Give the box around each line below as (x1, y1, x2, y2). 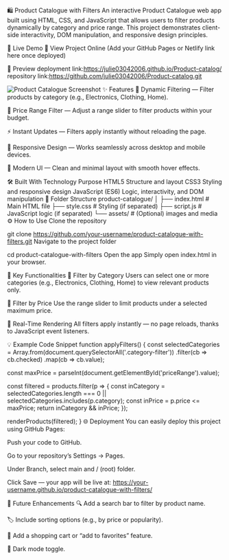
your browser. (7, 258, 47, 266)
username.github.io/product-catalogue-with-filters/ (7, 486, 153, 493)
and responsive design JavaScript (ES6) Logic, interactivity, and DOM (7, 188, 204, 195)
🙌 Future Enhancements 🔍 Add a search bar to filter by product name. (7, 500, 206, 507)
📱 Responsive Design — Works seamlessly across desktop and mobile (7, 144, 206, 151)
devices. (7, 150, 32, 159)
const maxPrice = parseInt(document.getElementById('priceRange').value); (7, 369, 220, 377)
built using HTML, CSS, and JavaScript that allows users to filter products (7, 16, 215, 24)
